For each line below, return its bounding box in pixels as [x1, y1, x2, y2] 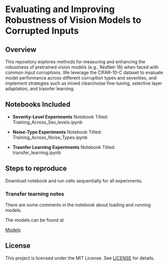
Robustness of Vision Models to [5, 14, 141, 26]
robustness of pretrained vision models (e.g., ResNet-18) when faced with [5, 64, 159, 70]
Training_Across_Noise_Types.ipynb [12, 134, 88, 140]
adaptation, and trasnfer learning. [5, 86, 75, 92]
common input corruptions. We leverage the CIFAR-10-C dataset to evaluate [5, 69, 163, 75]
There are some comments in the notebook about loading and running [5, 202, 151, 208]
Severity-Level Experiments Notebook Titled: [12, 113, 108, 120]
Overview [5, 45, 37, 54]
